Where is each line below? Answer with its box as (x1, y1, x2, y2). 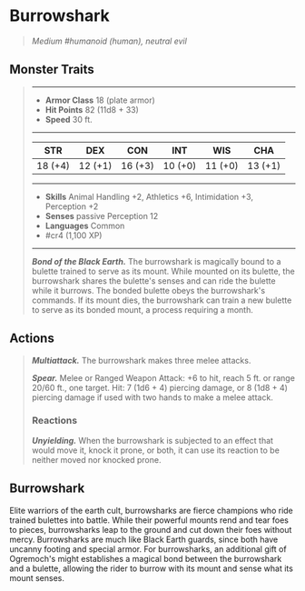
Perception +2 (44, 201, 99, 212)
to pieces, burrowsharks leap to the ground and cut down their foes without (9, 524, 292, 535)
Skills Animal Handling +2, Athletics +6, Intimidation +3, (44, 191, 254, 202)
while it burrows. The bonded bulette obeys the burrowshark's (31, 285, 266, 295)
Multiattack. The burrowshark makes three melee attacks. (31, 355, 251, 366)
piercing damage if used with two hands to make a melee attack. (31, 392, 274, 403)
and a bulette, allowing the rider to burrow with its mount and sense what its (9, 563, 293, 574)
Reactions (31, 415, 78, 427)
